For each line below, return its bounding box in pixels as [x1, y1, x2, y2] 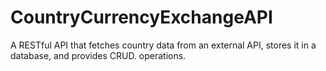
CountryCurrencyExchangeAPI [10, 6, 273, 29]
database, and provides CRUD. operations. [10, 49, 187, 61]
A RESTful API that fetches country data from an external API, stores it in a [10, 39, 317, 51]
